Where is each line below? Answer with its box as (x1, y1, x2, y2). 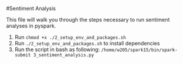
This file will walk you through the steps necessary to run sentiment (6, 16, 170, 23)
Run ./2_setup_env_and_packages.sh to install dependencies (14, 40, 160, 47)
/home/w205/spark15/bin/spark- (101, 47, 178, 53)
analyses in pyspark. (6, 23, 56, 29)
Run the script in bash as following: (14, 46, 100, 53)
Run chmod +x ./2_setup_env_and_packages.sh (14, 34, 127, 40)
